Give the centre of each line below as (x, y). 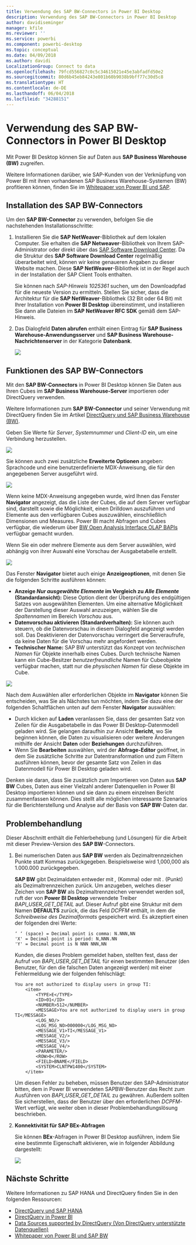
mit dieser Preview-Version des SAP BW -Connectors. (71, 844)
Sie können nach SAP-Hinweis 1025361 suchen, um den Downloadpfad (100, 286)
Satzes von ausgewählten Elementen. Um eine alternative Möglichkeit (99, 604)
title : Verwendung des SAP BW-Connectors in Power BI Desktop (83, 11)
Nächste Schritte (37, 1179)
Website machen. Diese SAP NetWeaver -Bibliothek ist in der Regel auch (102, 269)
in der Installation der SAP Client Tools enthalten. (73, 275)
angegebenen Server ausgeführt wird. (52, 474)
